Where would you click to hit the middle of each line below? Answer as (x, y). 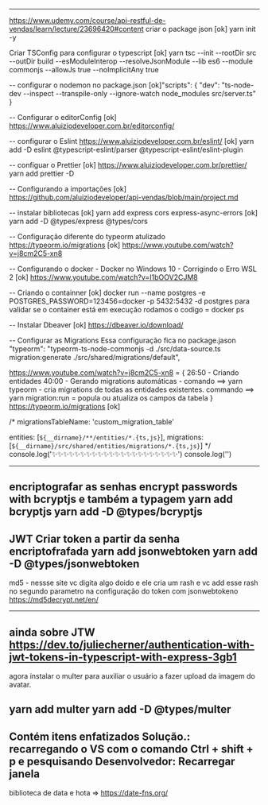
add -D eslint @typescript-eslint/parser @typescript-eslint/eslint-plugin (126, 149)
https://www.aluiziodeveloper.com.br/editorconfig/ (92, 126)
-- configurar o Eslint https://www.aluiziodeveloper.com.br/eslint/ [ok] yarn (132, 141)
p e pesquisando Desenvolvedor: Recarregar (122, 761)
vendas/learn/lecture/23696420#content (76, 29)
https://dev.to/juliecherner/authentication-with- (132, 644)
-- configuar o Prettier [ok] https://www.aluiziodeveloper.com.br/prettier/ (128, 165)
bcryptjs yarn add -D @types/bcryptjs (106, 512)
